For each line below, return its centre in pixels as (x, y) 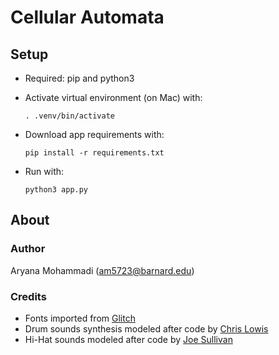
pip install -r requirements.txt (94, 153)
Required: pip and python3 (79, 78)
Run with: (44, 171)
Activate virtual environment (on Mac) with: (113, 97)
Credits (28, 296)
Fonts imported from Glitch (80, 318)
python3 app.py (56, 190)
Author (28, 249)
